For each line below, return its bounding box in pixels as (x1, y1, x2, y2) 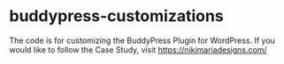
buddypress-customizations (9, 6, 224, 26)
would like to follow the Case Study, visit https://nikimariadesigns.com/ (9, 44, 267, 54)
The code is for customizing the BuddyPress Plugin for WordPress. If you (9, 35, 276, 46)
